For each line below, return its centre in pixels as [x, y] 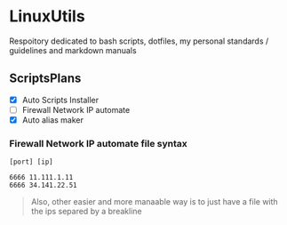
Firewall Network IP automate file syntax [99, 143]
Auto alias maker [53, 120]
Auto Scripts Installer [60, 100]
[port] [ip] [31, 162]
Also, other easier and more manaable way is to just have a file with [154, 202]
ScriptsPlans [45, 79]
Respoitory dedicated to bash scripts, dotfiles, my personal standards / [139, 41]
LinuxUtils [48, 16]
